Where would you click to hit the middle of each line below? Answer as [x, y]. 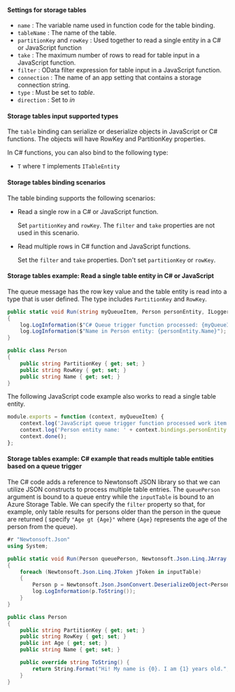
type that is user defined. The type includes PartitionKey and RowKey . [107, 299]
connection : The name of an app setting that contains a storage [109, 78]
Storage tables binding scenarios [57, 182]
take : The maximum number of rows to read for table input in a [108, 55]
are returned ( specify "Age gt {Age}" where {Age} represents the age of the [117, 519]
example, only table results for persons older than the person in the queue [114, 512]
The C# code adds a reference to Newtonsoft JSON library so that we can [114, 482]
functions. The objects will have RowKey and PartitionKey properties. [107, 139]
